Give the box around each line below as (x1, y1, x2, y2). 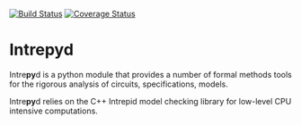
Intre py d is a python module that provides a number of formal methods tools (9, 69, 292, 79)
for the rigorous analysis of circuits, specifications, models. (9, 79, 229, 89)
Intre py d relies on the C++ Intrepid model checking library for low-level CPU (9, 96, 292, 106)
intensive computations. (9, 105, 99, 116)
